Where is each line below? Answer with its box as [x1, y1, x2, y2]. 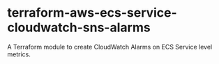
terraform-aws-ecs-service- [7, 5, 178, 21]
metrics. [7, 50, 31, 58]
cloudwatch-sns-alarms [7, 19, 151, 35]
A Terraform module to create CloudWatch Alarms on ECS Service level [7, 42, 213, 51]
